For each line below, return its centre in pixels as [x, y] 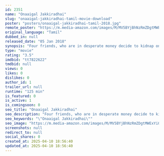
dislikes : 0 [17, 78]
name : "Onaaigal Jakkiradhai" [36, 14]
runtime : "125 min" [25, 91]
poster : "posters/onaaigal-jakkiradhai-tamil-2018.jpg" [63, 23]
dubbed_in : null [21, 37]
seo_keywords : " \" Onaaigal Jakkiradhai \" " [49, 119]
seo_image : [16, 123]
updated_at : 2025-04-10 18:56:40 [39, 146]
